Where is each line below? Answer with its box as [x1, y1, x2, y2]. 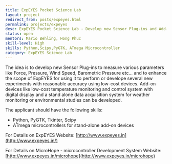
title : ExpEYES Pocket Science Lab [5, 7, 81, 13]
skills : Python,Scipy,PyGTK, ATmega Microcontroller [5, 45, 120, 51]
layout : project [5, 12, 40, 17]
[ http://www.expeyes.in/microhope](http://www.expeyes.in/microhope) [5, 153, 155, 159]
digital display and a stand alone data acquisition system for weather [5, 91, 150, 98]
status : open [5, 31, 33, 36]
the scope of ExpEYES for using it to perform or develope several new [5, 75, 153, 81]
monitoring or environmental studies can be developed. [5, 97, 122, 103]
